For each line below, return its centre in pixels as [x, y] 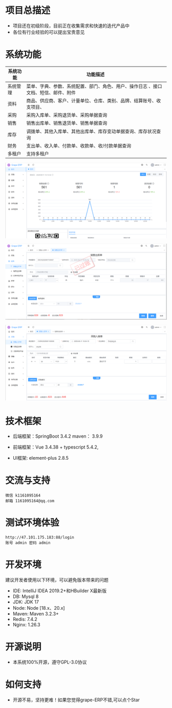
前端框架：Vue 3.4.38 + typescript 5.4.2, [56, 447]
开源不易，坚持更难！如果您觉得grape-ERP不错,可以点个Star [76, 700]
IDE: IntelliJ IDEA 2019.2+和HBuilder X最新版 [59, 591]
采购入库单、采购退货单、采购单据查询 [67, 115]
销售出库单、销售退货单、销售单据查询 [67, 123]
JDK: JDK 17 [26, 602]
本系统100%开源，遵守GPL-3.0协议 [50, 662]
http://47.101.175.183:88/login [40, 538]
